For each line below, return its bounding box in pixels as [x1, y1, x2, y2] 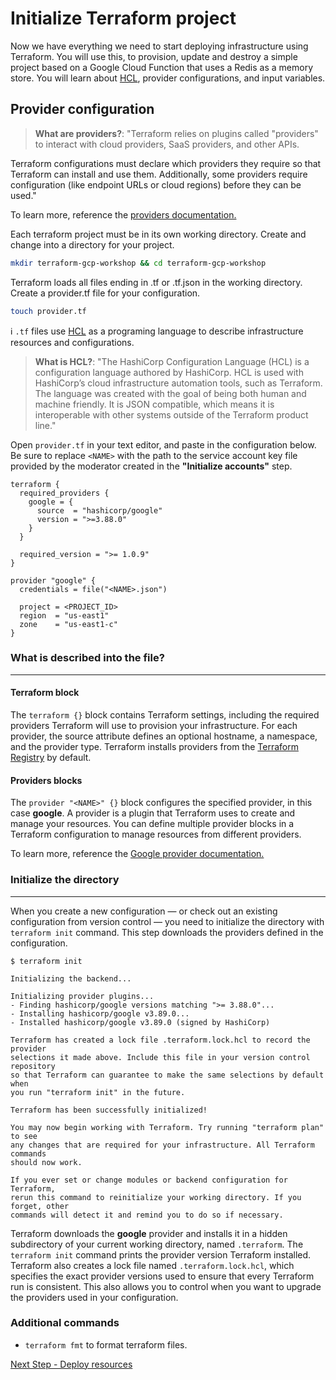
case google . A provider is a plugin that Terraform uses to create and [10, 807, 296, 819]
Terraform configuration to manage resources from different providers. [10, 828, 302, 841]
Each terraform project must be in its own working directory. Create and [10, 228, 307, 240]
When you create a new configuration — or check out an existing [10, 905, 278, 917]
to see [10, 1131, 38, 1141]
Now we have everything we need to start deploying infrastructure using [10, 40, 309, 52]
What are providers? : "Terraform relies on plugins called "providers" [34, 127, 319, 139]
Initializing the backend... [10, 973, 132, 984]
